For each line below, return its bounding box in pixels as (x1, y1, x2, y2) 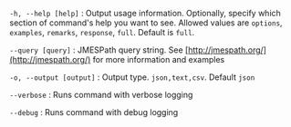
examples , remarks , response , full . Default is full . (9, 27, 195, 37)
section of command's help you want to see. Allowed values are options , (9, 17, 283, 28)
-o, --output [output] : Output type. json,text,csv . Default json (9, 72, 255, 83)
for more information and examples (92, 54, 225, 64)
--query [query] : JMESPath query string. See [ (9, 44, 189, 55)
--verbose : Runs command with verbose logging (9, 90, 193, 100)
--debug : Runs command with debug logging (9, 107, 179, 117)
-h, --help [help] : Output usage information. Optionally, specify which (9, 8, 281, 18)
